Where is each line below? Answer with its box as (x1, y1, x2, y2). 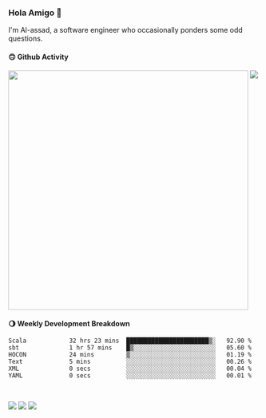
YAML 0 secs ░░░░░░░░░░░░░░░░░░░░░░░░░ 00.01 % (8, 371, 252, 380)
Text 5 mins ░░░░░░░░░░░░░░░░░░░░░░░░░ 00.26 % (8, 357, 252, 365)
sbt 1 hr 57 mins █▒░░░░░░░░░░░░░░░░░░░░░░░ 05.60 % (8, 343, 252, 352)
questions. (8, 34, 43, 43)
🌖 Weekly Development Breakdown (8, 319, 130, 329)
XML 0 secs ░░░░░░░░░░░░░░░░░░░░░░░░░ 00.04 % (8, 365, 252, 373)
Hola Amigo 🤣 (8, 7, 62, 18)
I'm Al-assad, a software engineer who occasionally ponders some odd (8, 26, 244, 35)
